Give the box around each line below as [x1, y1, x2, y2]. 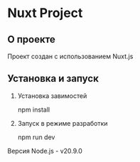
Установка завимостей [17, 91, 87, 100]
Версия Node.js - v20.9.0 [7, 146, 83, 155]
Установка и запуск [7, 72, 99, 85]
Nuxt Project [7, 5, 83, 21]
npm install [17, 105, 50, 114]
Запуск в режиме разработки [17, 119, 108, 127]
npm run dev [17, 133, 55, 141]
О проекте [7, 33, 55, 45]
